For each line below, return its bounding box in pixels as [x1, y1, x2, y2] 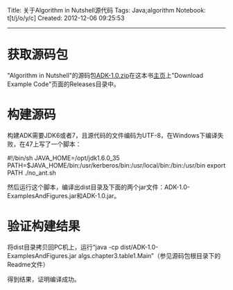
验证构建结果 [7, 218, 81, 234]
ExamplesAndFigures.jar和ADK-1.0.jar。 [7, 191, 121, 200]
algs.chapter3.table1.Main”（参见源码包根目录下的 [78, 251, 221, 259]
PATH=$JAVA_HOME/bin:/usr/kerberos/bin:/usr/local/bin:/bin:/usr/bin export [7, 161, 226, 169]
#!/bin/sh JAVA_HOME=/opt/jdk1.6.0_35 [7, 154, 120, 162]
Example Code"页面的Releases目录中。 [7, 79, 120, 88]
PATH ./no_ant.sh [7, 168, 57, 177]
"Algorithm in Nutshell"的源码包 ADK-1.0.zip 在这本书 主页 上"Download [7, 71, 203, 79]
